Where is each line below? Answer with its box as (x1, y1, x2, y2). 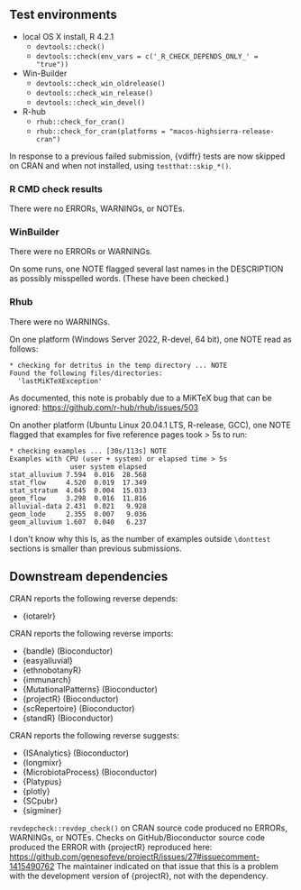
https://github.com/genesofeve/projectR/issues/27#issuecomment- (9, 851, 260, 862)
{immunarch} (22, 674, 72, 684)
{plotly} (22, 785, 50, 796)
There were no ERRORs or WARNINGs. (9, 246, 153, 257)
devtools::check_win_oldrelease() (35, 78, 166, 88)
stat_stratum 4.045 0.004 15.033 (9, 486, 147, 495)
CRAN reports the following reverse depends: (9, 592, 178, 603)
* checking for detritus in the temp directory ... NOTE (9, 361, 228, 370)
